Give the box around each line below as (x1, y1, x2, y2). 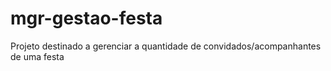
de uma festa (10, 50, 65, 62)
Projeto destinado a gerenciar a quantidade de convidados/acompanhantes (10, 40, 322, 52)
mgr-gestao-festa (10, 7, 163, 30)
